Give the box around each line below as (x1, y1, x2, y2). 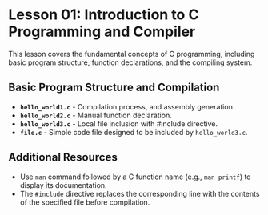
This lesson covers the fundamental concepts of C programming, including (8, 49, 255, 58)
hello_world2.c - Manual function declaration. (19, 110, 172, 120)
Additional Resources (8, 150, 118, 165)
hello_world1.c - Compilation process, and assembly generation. (19, 102, 235, 111)
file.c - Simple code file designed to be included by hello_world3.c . (19, 127, 248, 137)
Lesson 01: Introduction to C (8, 6, 199, 24)
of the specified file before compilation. (19, 197, 150, 207)
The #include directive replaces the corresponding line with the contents (19, 189, 260, 198)
